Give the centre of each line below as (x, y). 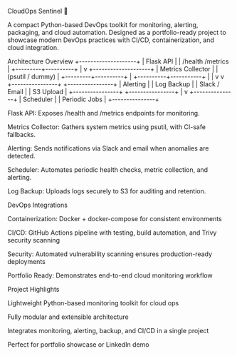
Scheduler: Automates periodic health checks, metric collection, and (108, 170)
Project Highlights (33, 289)
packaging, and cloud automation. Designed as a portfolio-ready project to (117, 32)
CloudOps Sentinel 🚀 (38, 11)
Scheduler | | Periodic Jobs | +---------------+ (91, 99)
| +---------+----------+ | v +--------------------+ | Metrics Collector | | (113, 69)
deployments (27, 261)
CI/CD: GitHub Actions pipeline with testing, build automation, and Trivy (112, 233)
